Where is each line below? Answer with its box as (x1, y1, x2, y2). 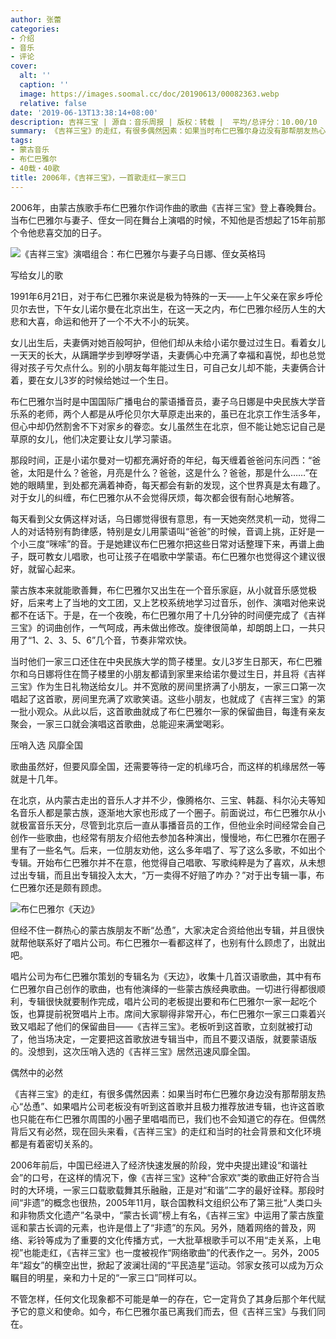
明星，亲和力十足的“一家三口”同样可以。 (36, 1271, 203, 1283)
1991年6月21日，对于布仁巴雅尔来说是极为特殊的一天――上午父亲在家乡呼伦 (10, 290, 323, 302)
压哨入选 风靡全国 (10, 739, 83, 751)
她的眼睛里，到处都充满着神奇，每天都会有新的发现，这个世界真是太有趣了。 (10, 479, 326, 491)
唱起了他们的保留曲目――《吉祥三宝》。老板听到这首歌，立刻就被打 (27, 1020, 304, 1032)
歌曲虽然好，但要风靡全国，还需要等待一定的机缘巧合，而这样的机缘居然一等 (10, 760, 326, 772)
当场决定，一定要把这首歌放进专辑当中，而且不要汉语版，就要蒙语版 (36, 1032, 317, 1045)
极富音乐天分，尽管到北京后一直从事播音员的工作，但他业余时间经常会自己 (18, 819, 326, 831)
